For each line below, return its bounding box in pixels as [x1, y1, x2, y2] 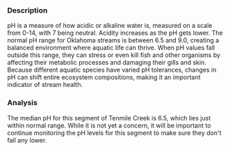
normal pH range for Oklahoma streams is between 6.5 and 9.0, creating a [7, 36, 220, 45]
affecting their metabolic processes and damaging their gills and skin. [7, 58, 206, 67]
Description [7, 6, 48, 15]
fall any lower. [7, 136, 47, 144]
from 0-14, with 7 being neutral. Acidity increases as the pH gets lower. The [7, 29, 224, 37]
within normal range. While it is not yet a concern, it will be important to [7, 121, 211, 129]
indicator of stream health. [7, 81, 83, 89]
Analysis [7, 98, 38, 108]
